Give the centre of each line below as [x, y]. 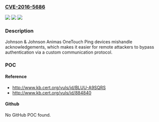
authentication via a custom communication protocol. [59, 52]
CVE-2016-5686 [25, 7]
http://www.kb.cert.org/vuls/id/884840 [52, 92]
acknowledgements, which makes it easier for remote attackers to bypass [80, 47]
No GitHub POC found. [28, 115]
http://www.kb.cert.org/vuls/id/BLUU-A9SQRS [59, 88]
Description [19, 31]
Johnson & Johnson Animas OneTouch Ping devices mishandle [69, 42]
